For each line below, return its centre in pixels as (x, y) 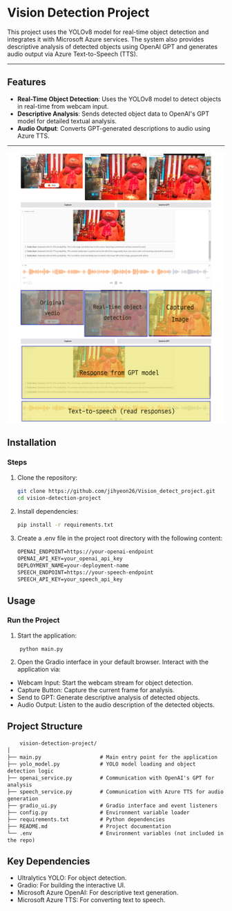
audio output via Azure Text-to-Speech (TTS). (72, 54)
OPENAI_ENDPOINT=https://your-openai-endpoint (85, 552)
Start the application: (47, 635)
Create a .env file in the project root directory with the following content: (120, 539)
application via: (39, 669)
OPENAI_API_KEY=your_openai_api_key (70, 559)
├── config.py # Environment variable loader (98, 812)
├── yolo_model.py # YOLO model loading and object (101, 764)
